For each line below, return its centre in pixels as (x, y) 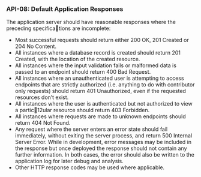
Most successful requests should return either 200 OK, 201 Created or (102, 40)
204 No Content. (36, 46)
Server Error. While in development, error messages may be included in (103, 142)
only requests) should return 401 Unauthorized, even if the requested (100, 91)
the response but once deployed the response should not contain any (101, 148)
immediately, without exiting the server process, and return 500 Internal (103, 136)
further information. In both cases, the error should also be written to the (105, 155)
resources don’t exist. (42, 97)
